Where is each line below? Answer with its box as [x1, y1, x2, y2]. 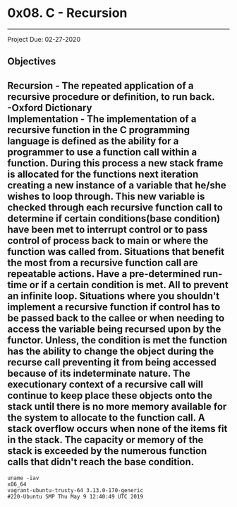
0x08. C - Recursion [7, 5, 128, 21]
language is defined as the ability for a [7, 135, 179, 147]
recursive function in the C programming [7, 124, 190, 136]
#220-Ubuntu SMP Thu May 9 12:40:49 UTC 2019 [7, 494, 143, 501]
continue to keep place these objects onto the [7, 389, 213, 401]
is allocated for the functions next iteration [7, 168, 199, 180]
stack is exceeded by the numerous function [7, 445, 207, 457]
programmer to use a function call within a [7, 146, 197, 158]
